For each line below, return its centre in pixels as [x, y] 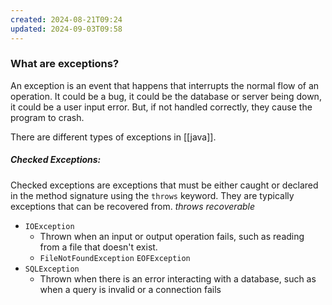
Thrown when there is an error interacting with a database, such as [178, 278]
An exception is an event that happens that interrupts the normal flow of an [165, 85]
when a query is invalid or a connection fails [130, 289]
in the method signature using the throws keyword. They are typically [152, 195]
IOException [49, 226]
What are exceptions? [65, 64]
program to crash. [47, 117]
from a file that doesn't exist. [98, 247]
